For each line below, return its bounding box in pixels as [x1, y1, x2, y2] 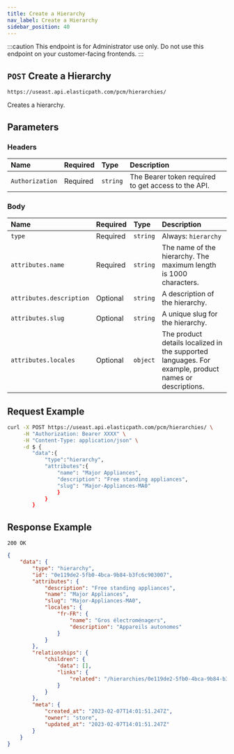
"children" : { [44, 656, 86, 663]
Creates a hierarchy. [7, 101, 65, 109]
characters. [162, 277, 200, 287]
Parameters [7, 121, 59, 133]
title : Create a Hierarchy [7, 10, 86, 17]
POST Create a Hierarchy [7, 70, 111, 82]
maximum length [162, 260, 217, 270]
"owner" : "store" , [44, 714, 98, 722]
